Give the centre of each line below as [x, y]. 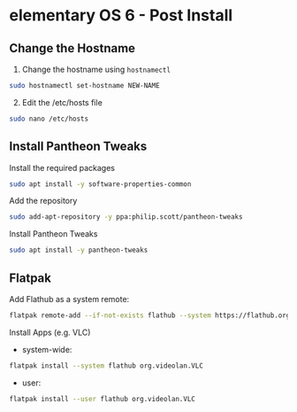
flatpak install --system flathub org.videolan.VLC [106, 365]
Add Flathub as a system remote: [69, 299]
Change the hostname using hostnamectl [96, 69]
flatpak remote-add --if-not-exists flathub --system [110, 315]
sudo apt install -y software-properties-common [100, 184]
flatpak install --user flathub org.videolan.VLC [103, 399]
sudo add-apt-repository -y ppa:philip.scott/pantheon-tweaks [126, 217]
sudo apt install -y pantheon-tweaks [79, 250]
